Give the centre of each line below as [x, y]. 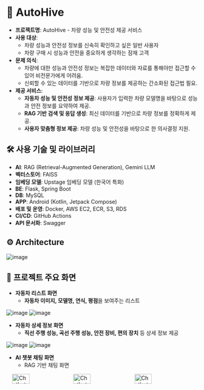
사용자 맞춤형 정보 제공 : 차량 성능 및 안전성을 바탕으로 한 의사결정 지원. [107, 128]
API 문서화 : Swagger [40, 223]
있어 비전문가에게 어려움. [53, 75]
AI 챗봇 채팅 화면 [35, 358]
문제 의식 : [26, 60]
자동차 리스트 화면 [36, 293]
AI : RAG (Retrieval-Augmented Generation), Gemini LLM [85, 167]
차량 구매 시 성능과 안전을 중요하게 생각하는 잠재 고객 [87, 52]
